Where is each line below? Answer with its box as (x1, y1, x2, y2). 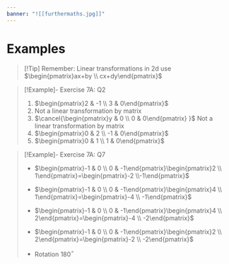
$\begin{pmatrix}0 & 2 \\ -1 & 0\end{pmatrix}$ (34, 128, 169, 138)
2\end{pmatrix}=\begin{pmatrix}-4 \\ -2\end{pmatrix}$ (34, 213, 194, 222)
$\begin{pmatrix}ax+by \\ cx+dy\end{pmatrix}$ (23, 71, 163, 80)
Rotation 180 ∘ (34, 248, 75, 258)
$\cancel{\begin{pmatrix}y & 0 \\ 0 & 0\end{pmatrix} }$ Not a (34, 114, 213, 122)
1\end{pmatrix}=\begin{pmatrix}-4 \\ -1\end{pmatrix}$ (34, 192, 192, 201)
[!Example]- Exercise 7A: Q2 (23, 85, 106, 94)
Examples (6, 40, 66, 56)
